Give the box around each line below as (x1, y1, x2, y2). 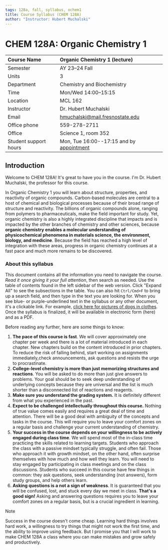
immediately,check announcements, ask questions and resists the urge (12, 355, 159, 361)
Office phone (7, 122, 38, 129)
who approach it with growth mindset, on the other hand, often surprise (12, 451, 160, 457)
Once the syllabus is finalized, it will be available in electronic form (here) (5, 309, 156, 315)
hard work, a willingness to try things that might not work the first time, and (5, 523, 160, 529)
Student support (7, 138, 46, 145)
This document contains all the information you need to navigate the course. (5, 272, 162, 278)
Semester (7, 65, 30, 72)
